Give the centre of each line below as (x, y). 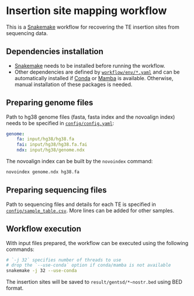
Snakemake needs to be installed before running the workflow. (90, 66)
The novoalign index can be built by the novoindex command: (79, 161)
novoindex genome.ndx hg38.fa (43, 172)
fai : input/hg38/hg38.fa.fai (52, 144)
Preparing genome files (50, 103)
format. (15, 288)
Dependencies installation (55, 52)
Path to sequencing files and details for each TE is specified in (81, 204)
